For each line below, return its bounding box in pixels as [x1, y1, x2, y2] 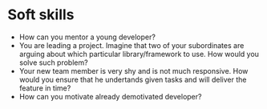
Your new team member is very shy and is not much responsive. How [18, 66, 249, 75]
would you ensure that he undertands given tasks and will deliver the [18, 75, 247, 84]
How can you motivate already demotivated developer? [18, 91, 202, 101]
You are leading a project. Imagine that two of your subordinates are [18, 40, 245, 50]
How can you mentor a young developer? [18, 32, 156, 42]
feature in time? [18, 83, 71, 93]
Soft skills [7, 6, 75, 24]
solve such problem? [18, 58, 89, 67]
